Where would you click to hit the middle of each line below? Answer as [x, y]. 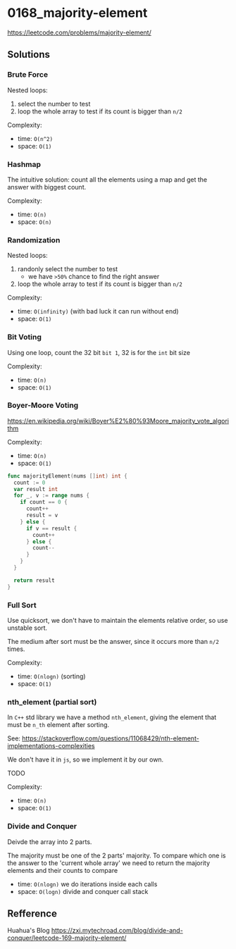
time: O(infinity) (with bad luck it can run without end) [98, 311]
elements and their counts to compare [63, 870]
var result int [36, 489]
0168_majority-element [77, 13]
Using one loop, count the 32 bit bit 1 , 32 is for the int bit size [99, 352]
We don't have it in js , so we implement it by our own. [86, 759]
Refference [32, 913]
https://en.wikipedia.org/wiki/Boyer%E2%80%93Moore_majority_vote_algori [118, 421]
